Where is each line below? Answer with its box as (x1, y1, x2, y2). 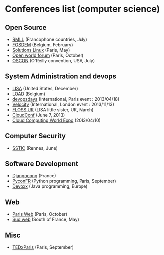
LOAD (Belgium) (12, 91, 46, 97)
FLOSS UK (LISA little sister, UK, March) (12, 106, 94, 113)
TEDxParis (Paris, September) (12, 244, 74, 250)
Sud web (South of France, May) (12, 216, 80, 223)
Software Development (5, 160, 79, 168)
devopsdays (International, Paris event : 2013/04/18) (12, 96, 120, 102)
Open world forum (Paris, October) (12, 52, 84, 58)
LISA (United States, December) (12, 85, 78, 91)
